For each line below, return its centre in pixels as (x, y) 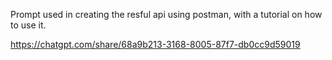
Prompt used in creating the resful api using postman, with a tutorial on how (166, 14)
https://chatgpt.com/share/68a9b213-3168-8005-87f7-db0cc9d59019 (155, 44)
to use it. (28, 25)
